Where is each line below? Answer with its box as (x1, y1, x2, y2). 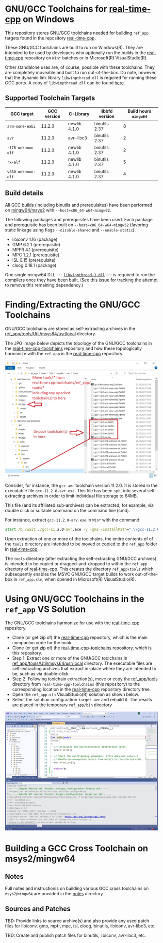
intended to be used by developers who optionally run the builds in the (5, 50, 147, 56)
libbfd (100, 108, 113, 114)
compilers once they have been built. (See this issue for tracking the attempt (5, 277, 158, 283)
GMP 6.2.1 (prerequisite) (12, 241, 61, 247)
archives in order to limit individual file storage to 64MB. (26, 493, 138, 499)
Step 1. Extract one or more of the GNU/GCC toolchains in (12, 655, 128, 661)
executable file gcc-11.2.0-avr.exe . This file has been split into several (5, 488, 147, 494)
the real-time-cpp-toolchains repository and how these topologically (5, 345, 142, 351)
